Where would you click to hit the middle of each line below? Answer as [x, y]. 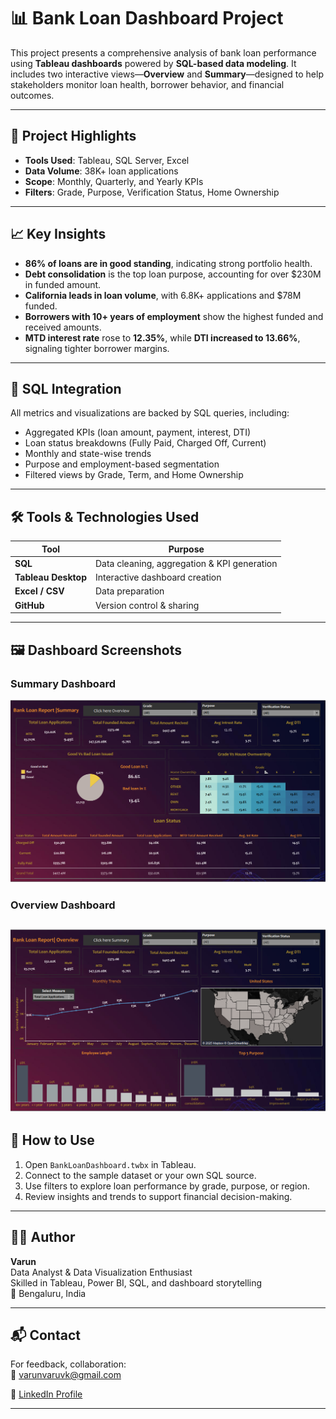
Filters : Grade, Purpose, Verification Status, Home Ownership [152, 192]
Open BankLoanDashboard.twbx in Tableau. [110, 1164]
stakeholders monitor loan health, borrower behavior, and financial [147, 84]
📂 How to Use [52, 1140]
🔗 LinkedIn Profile [46, 1394]
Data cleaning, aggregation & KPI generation [186, 563]
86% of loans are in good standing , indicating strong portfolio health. [168, 263]
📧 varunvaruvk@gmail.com [66, 1375]
